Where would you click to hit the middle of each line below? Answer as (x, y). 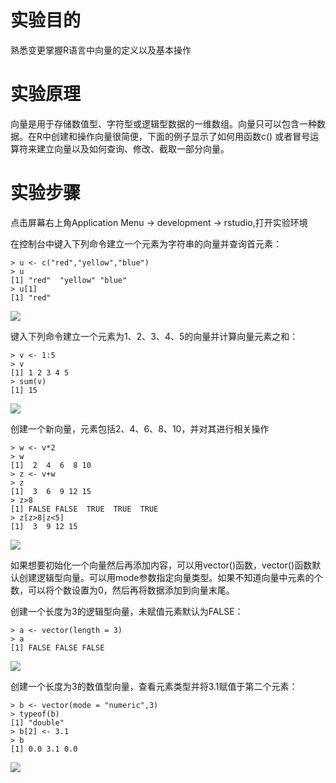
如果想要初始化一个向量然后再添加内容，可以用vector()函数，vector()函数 (161, 565)
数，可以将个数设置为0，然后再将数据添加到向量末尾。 (122, 590)
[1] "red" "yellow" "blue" (69, 280)
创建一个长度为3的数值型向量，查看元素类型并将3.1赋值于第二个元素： (154, 686)
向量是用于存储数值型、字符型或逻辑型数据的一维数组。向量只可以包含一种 (163, 123)
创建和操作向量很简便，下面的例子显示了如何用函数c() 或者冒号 (181, 136)
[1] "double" (37, 722)
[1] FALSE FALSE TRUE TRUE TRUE (84, 509)
